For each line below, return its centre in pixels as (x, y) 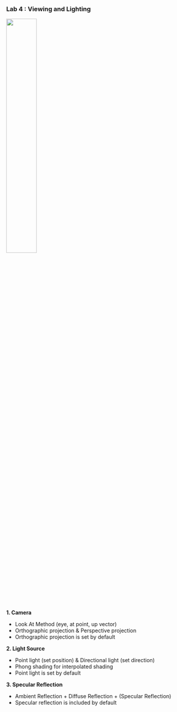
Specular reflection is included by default (66, 703)
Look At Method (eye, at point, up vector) (66, 624)
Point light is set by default (48, 673)
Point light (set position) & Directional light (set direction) (85, 660)
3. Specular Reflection (34, 685)
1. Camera (19, 613)
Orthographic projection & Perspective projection (76, 631)
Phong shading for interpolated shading (64, 667)
